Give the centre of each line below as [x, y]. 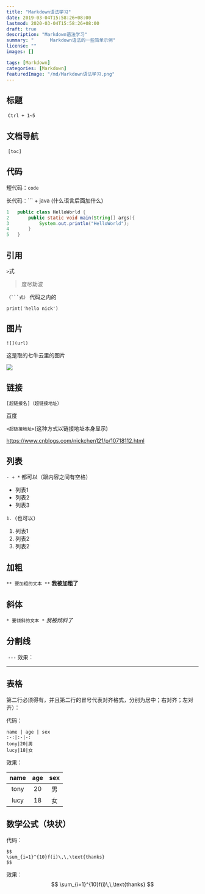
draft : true [21, 29]
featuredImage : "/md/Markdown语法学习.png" [60, 74]
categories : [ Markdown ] [37, 68]
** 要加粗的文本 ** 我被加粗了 [42, 584]
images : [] [20, 52]
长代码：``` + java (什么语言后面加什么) [55, 200]
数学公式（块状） [38, 824]
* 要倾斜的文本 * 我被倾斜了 [40, 620]
